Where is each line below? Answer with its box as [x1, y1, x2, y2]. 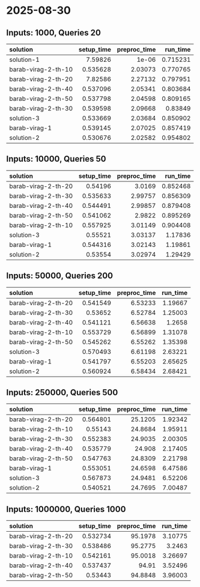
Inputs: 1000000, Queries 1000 [6, 504, 126, 514]
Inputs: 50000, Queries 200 [6, 271, 114, 281]
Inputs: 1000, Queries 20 [6, 28, 101, 38]
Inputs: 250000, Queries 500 [6, 388, 118, 398]
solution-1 [9, 55, 40, 64]
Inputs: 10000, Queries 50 [6, 154, 106, 164]
